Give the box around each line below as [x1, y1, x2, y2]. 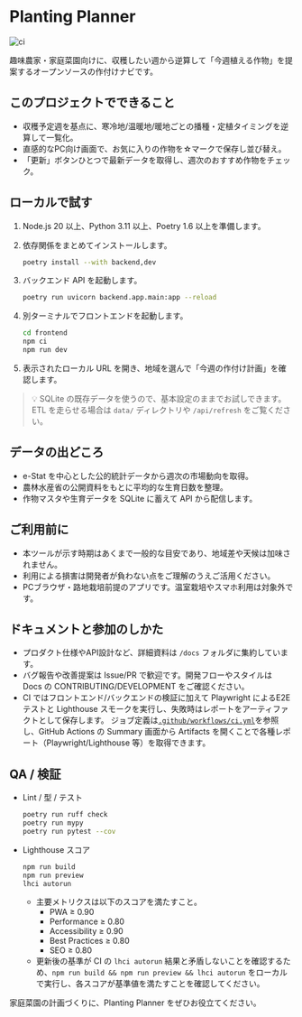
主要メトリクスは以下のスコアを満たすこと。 [35, 896, 203, 908]
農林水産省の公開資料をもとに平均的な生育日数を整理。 [22, 481, 228, 493]
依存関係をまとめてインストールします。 [22, 239, 173, 250]
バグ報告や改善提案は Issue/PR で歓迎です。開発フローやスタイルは [22, 670, 273, 680]
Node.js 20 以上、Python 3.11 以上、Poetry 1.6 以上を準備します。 [22, 220, 266, 231]
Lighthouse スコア [22, 844, 90, 855]
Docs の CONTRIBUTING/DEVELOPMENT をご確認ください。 [22, 681, 250, 692]
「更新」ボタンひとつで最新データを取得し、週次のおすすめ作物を [22, 154, 268, 165]
